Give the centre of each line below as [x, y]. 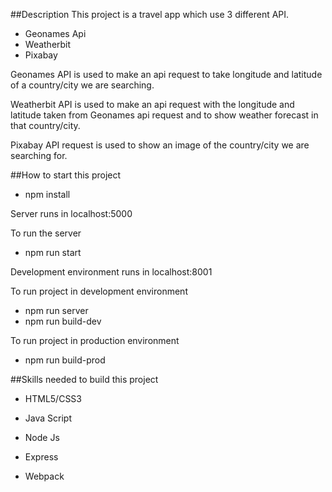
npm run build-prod [65, 360]
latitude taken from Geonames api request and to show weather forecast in [164, 115]
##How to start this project [66, 175]
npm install [47, 194]
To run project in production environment [95, 340]
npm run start [53, 252]
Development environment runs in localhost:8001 [111, 272]
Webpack [44, 476]
